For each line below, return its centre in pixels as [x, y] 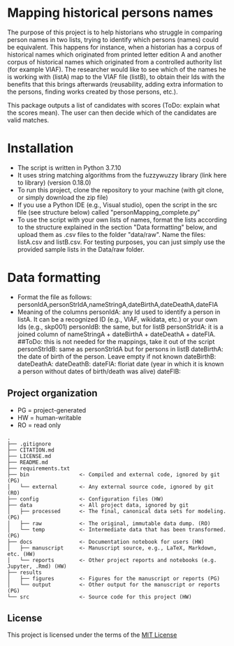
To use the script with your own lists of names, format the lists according [122, 220]
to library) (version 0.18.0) [54, 182]
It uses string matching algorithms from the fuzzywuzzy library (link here [122, 175]
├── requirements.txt [39, 468]
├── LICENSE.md [29, 456]
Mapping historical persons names [110, 13]
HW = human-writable [49, 417]
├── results [24, 572]
